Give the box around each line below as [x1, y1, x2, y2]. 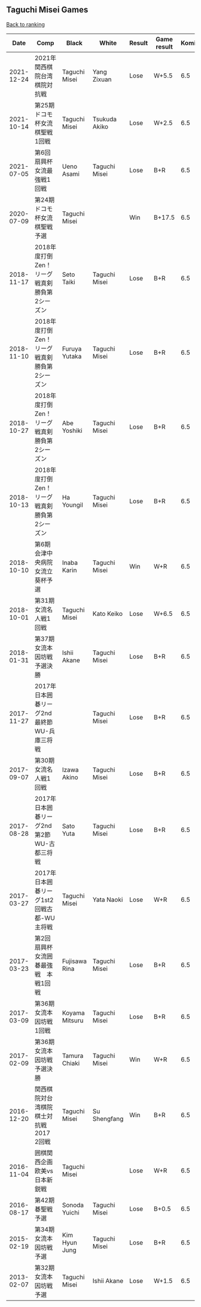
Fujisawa [62, 957, 87, 965]
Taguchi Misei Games [6, 5, 89, 15]
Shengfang [92, 1114, 124, 1123]
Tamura [62, 1051, 84, 1060]
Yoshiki [62, 426, 83, 435]
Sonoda [62, 1201, 84, 1209]
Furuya [62, 345, 82, 353]
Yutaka [62, 352, 82, 360]
